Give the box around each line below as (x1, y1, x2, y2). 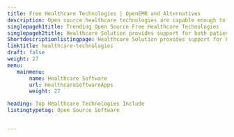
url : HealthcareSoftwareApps (29, 81, 114, 88)
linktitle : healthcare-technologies (7, 42, 114, 49)
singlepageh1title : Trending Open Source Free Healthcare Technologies (7, 23, 219, 30)
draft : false (7, 49, 45, 56)
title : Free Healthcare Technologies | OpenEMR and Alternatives (7, 10, 201, 17)
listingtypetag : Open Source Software (7, 107, 120, 114)
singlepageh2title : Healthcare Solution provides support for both (7, 29, 208, 37)
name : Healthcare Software (29, 74, 108, 82)
